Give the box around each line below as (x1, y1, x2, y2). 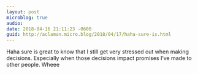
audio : (6, 20, 23, 26)
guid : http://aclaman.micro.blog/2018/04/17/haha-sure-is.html (6, 32, 172, 38)
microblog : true (6, 15, 48, 21)
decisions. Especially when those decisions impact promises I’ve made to (6, 55, 192, 62)
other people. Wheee (6, 61, 60, 69)
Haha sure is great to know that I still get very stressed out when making (6, 48, 189, 55)
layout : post (6, 8, 40, 15)
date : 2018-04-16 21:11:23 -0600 (6, 25, 92, 32)
